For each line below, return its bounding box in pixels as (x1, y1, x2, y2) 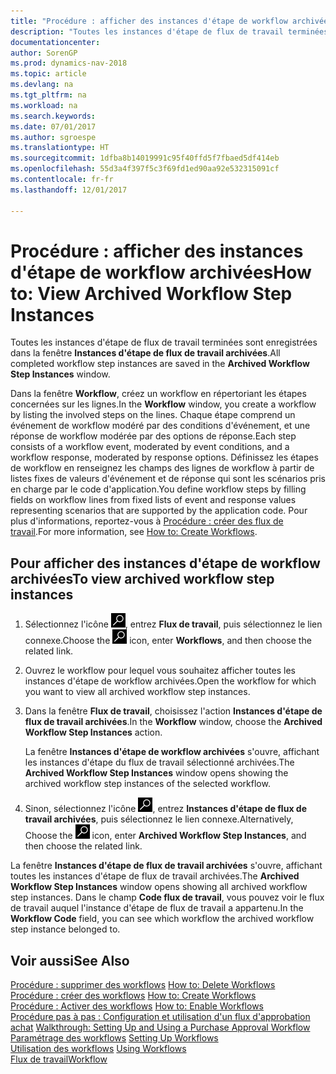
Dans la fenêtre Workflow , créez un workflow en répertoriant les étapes (10, 388, 307, 400)
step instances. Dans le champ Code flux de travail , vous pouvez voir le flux (10, 891, 325, 904)
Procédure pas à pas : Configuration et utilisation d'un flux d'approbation (10, 1011, 311, 1023)
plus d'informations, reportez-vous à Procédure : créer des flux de (10, 515, 284, 527)
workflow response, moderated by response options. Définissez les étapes (10, 451, 319, 464)
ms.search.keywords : (10, 111, 97, 121)
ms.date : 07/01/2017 (10, 121, 97, 132)
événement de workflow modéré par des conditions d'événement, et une (10, 420, 311, 432)
